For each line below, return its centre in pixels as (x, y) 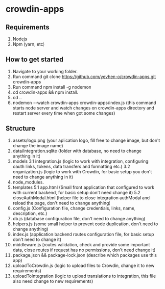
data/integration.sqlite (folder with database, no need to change (77, 151)
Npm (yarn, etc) (29, 44)
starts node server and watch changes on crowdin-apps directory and (83, 108)
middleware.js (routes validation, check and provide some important (81, 244)
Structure (21, 129)
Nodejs (20, 39)
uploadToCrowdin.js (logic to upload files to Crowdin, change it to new (83, 265)
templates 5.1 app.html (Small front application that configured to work (83, 187)
